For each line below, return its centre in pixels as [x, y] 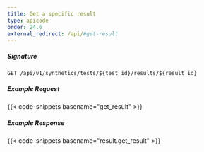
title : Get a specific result [52, 14]
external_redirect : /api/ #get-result [63, 34]
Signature [22, 56]
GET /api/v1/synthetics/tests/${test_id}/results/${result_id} [102, 74]
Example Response [36, 123]
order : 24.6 [25, 27]
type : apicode [28, 21]
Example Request [34, 88]
